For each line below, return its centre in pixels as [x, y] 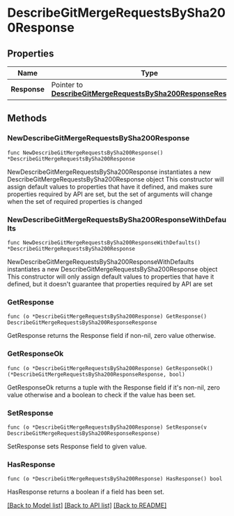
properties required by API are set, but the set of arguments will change [110, 194]
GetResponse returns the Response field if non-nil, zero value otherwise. [111, 336]
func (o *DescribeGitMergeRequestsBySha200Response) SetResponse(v [107, 427]
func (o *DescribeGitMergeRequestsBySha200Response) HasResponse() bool [115, 479]
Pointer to [67, 85]
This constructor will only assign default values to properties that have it [111, 277]
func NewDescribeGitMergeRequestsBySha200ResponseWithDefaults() [104, 242]
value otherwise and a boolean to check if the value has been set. [102, 395]
